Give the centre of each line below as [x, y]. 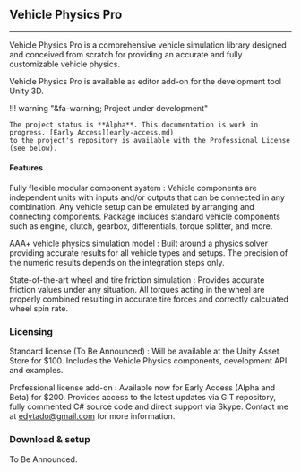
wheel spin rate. [39, 309]
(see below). [34, 148]
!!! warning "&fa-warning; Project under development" [109, 108]
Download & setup [50, 440]
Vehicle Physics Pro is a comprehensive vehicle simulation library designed [148, 45]
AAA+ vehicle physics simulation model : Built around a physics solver [139, 244]
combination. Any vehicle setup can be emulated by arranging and [132, 207]
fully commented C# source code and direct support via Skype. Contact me [149, 406]
